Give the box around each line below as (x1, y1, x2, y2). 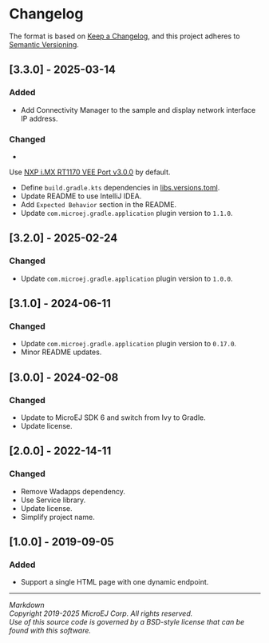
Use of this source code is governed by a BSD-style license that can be (9, 617, 245, 627)
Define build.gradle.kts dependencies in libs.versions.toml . (20, 182, 220, 192)
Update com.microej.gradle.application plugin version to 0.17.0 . (20, 339, 237, 349)
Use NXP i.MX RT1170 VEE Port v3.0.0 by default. (9, 167, 171, 177)
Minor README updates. (20, 347, 102, 357)
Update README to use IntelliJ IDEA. (20, 191, 142, 201)
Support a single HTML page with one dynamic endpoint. (20, 577, 209, 587)
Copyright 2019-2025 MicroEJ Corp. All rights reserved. (9, 609, 193, 618)
